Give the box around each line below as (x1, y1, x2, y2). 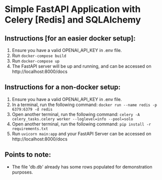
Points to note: (4, 150, 51, 159)
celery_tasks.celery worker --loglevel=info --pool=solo (11, 116, 133, 121)
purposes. (11, 169, 33, 175)
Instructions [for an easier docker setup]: (4, 34, 136, 42)
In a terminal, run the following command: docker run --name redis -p (11, 101, 157, 107)
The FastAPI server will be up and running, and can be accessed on (11, 63, 151, 69)
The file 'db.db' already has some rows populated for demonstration (11, 163, 152, 169)
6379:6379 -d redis (11, 106, 53, 112)
